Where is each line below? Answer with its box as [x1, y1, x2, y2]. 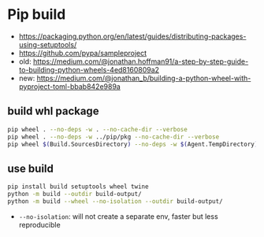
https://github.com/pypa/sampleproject [18, 48, 147, 57]
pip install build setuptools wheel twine [7, 183, 149, 191]
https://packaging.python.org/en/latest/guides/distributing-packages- [18, 31, 247, 41]
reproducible [18, 220, 61, 229]
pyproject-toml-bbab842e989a [18, 81, 121, 91]
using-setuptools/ [18, 39, 77, 49]
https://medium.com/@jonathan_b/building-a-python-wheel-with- [36, 73, 251, 83]
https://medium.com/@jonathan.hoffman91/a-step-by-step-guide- [33, 57, 249, 66]
